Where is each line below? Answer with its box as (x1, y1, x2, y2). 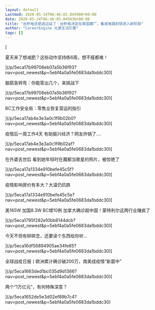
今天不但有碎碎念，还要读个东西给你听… (5, 233, 88, 239)
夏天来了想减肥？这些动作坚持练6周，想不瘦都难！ (5, 54, 108, 60)
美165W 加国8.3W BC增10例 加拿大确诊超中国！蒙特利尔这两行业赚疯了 (5, 207, 151, 213)
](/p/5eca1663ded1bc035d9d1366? (5, 268, 77, 274)
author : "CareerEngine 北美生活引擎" (5, 26, 79, 31)
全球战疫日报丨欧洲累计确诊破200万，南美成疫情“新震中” (5, 258, 122, 264)
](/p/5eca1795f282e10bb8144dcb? (5, 217, 76, 223)
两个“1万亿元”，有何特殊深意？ (5, 284, 68, 290)
